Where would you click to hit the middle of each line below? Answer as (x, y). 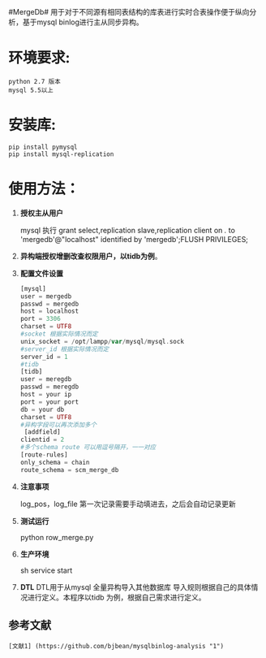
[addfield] (42, 432)
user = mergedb (46, 296)
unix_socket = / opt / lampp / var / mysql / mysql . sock (102, 341)
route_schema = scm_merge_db (69, 470)
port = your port (49, 402)
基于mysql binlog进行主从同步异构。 (83, 22)
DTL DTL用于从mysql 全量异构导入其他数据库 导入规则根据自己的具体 (135, 587)
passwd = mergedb (49, 304)
